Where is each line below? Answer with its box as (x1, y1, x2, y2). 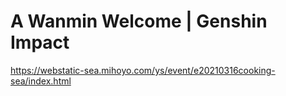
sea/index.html (10, 75, 72, 87)
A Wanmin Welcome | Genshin (10, 10, 268, 33)
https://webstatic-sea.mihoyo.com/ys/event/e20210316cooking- (10, 64, 276, 76)
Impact (10, 31, 70, 54)
